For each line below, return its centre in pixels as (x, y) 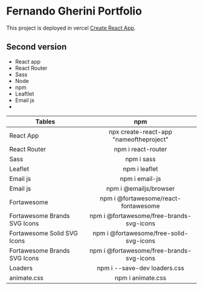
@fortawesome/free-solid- (149, 233)
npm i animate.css (140, 278)
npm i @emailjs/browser (140, 188)
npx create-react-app (140, 131)
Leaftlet (24, 94)
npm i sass (140, 159)
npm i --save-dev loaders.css (140, 268)
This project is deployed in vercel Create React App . (71, 28)
